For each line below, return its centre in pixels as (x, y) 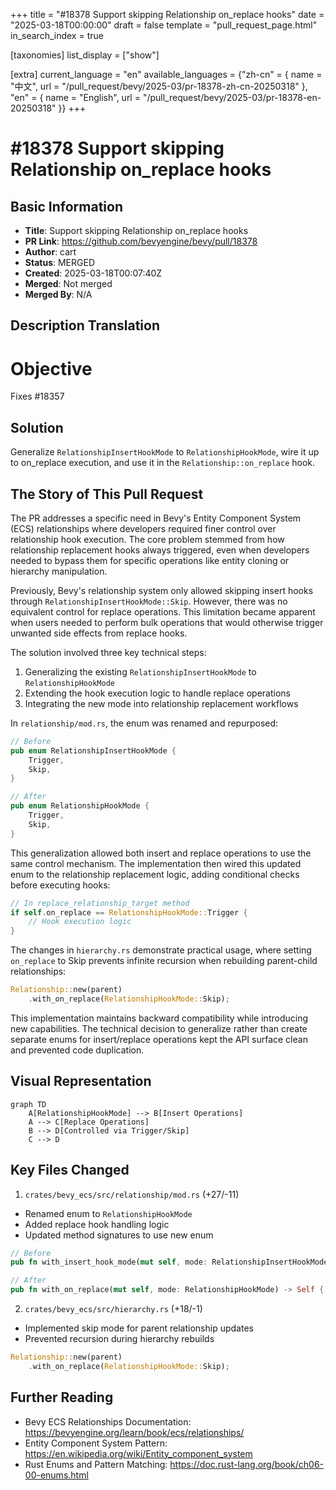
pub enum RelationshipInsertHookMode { (93, 750)
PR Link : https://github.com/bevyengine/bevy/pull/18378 (141, 241)
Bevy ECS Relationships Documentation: (108, 1421)
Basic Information (67, 206)
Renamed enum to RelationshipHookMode (108, 1213)
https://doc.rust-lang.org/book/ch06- (247, 1464)
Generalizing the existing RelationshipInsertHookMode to (140, 671)
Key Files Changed (70, 1170)
